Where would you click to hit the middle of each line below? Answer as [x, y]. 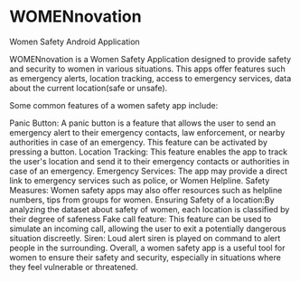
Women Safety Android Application [75, 42]
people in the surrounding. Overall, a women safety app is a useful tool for [147, 248]
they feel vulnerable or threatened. [74, 267]
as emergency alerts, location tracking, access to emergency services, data [150, 78]
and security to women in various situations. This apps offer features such [148, 69]
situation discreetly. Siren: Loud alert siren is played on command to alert [145, 238]
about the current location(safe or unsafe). [89, 88]
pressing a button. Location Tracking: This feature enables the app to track [148, 152]
